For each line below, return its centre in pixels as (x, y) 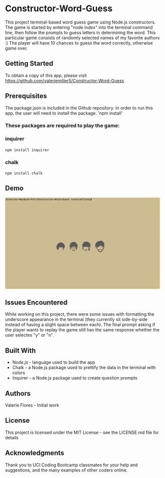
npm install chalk (24, 174)
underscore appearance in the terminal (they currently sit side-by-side (76, 320)
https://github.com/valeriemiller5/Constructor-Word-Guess (65, 80)
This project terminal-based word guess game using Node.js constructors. (81, 22)
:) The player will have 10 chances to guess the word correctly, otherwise (79, 43)
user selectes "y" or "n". (29, 335)
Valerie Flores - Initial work (32, 405)
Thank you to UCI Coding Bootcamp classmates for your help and (71, 465)
